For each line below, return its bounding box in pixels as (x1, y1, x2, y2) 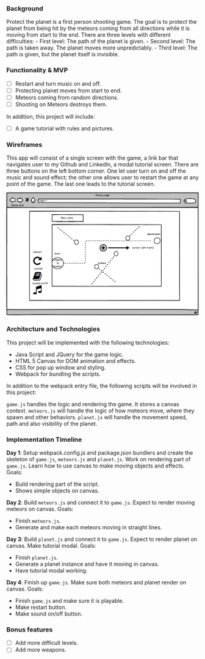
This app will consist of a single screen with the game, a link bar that (6, 154, 179, 162)
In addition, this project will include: (6, 113, 96, 120)
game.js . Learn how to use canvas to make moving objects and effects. (6, 462, 185, 469)
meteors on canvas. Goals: (6, 505, 74, 512)
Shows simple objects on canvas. (15, 486, 99, 494)
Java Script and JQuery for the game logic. (15, 351, 124, 358)
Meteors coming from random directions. (15, 94, 119, 101)
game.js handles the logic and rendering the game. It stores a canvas (6, 400, 179, 408)
